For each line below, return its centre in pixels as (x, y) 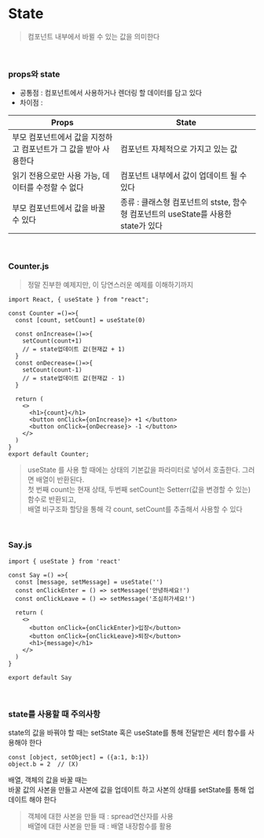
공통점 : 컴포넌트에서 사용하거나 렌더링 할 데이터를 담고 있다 (111, 93)
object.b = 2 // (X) (44, 765)
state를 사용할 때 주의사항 (54, 714)
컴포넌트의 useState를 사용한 (180, 214)
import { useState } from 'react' (65, 561)
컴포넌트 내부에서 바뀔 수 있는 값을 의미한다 (93, 36)
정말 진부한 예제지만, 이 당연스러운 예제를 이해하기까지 (110, 284)
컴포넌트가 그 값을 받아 (61, 149)
